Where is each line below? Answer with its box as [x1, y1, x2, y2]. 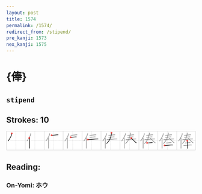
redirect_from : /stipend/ [6, 29, 71, 35]
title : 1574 [6, 16, 36, 22]
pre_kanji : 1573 [6, 35, 47, 42]
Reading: [6, 161, 41, 172]
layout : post [6, 10, 39, 16]
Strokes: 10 [6, 114, 49, 125]
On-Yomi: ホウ [6, 181, 49, 189]
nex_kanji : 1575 [6, 42, 47, 48]
